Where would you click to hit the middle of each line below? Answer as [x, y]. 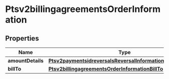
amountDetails [26, 61]
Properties [22, 38]
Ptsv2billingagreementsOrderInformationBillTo [106, 69]
